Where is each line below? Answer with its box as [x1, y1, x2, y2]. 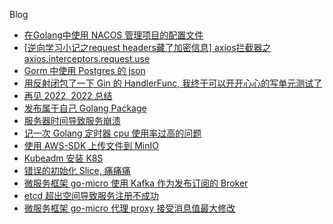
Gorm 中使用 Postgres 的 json [23, 65, 146, 76]
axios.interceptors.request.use [23, 53, 151, 64]
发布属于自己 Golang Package [23, 102, 147, 114]
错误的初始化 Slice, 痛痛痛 [23, 165, 131, 176]
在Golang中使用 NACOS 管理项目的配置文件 [23, 29, 204, 41]
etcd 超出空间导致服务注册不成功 [23, 190, 159, 201]
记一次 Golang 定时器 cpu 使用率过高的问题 [23, 127, 202, 139]
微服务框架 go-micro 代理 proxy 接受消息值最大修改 [23, 202, 236, 214]
